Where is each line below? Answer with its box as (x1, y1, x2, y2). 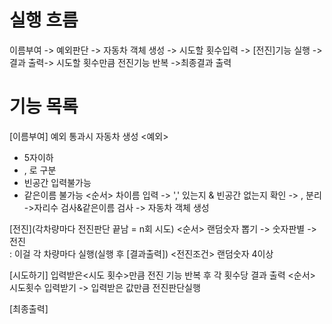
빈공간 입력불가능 (23, 176, 92, 188)
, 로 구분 (23, 164, 57, 176)
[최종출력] (9, 302, 49, 315)
